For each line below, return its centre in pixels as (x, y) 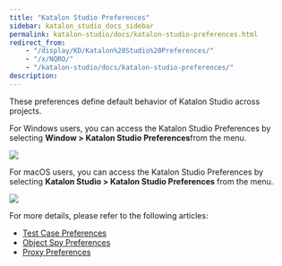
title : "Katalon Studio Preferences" (80, 17)
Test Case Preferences (64, 233)
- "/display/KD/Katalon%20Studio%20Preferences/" (120, 51)
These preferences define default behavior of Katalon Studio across (135, 101)
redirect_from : (38, 43)
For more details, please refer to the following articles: (109, 215)
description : (34, 76)
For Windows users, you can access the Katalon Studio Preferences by (140, 128)
